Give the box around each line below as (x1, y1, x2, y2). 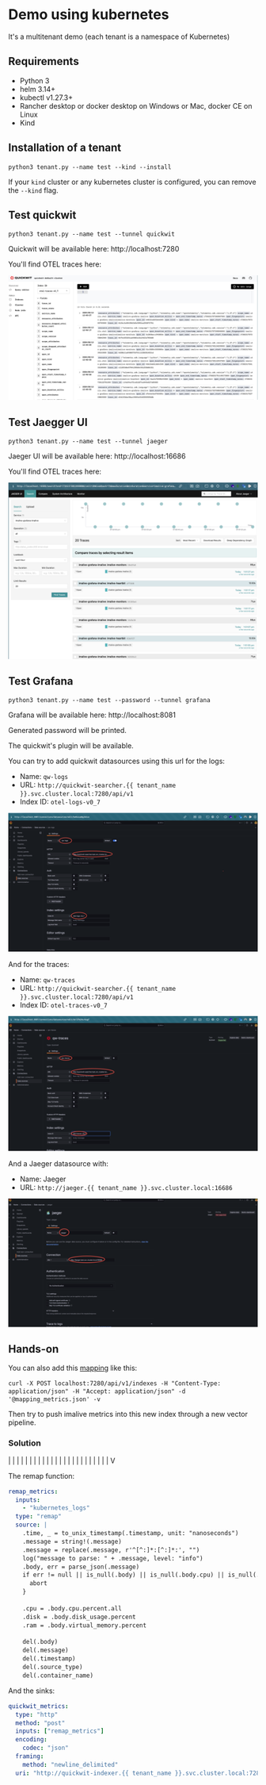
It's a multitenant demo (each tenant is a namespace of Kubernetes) (8, 32, 230, 41)
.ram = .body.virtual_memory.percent (22, 1621, 147, 1630)
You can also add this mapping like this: (8, 1363, 138, 1373)
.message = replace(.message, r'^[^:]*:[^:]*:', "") (22, 1545, 200, 1554)
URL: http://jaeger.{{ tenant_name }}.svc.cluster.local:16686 (19, 1182, 233, 1192)
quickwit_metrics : (8, 1702, 69, 1710)
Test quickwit (8, 208, 77, 221)
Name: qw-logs (19, 772, 69, 781)
